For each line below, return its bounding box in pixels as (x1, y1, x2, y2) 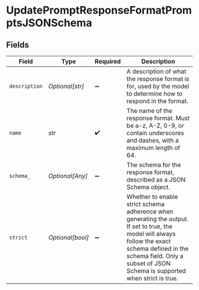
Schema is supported (126, 267, 187, 275)
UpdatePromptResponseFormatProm (6, 4, 192, 17)
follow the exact (126, 237, 171, 245)
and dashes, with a (126, 136, 179, 144)
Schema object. (126, 183, 171, 191)
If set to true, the (126, 222, 173, 230)
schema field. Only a (126, 252, 184, 260)
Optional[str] (48, 82, 85, 90)
